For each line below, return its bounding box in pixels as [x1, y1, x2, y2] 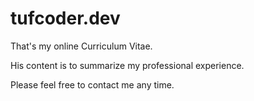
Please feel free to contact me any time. [10, 78, 175, 91]
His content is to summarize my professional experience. [10, 59, 245, 71]
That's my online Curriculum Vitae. [10, 40, 153, 52]
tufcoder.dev [10, 7, 121, 30]
